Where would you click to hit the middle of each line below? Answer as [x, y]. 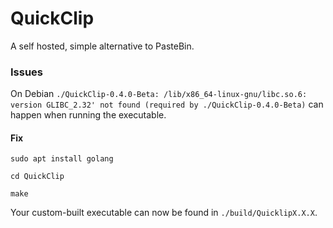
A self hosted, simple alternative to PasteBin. [102, 46]
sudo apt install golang [62, 159]
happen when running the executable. [88, 115]
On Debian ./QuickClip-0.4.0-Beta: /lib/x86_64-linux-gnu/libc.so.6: [159, 94]
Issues [27, 72]
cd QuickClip [37, 177]
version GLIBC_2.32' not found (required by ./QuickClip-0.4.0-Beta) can [167, 104]
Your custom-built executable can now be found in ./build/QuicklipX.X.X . [164, 213]
